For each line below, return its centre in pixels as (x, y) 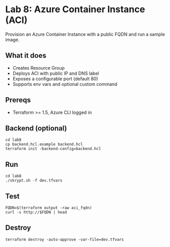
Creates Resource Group (39, 68)
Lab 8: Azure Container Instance (75, 9)
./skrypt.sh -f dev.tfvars (34, 181)
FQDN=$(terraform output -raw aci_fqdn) (49, 208)
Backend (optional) (36, 128)
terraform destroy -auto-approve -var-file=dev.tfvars (65, 239)
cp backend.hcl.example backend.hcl (44, 144)
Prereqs (18, 100)
